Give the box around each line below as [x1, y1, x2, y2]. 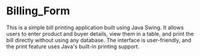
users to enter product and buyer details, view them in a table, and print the [6, 30, 195, 37]
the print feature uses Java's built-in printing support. [6, 43, 140, 50]
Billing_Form [6, 4, 71, 18]
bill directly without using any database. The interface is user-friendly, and [6, 36, 192, 43]
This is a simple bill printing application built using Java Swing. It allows [6, 24, 184, 31]
